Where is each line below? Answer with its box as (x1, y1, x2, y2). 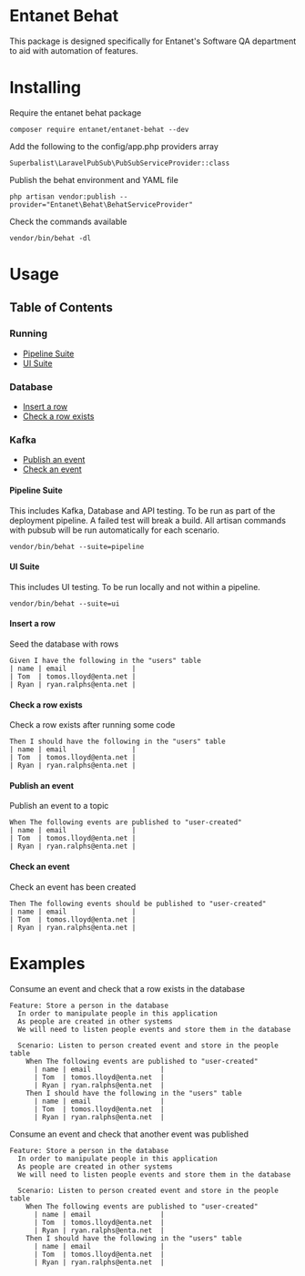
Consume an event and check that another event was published (9, 1128, 249, 1139)
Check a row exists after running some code (9, 720, 176, 730)
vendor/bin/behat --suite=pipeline (9, 542, 145, 551)
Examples (9, 953, 86, 974)
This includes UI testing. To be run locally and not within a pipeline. (9, 581, 261, 592)
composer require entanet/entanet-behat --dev (9, 125, 189, 134)
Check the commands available (9, 216, 127, 227)
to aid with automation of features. (9, 45, 138, 56)
